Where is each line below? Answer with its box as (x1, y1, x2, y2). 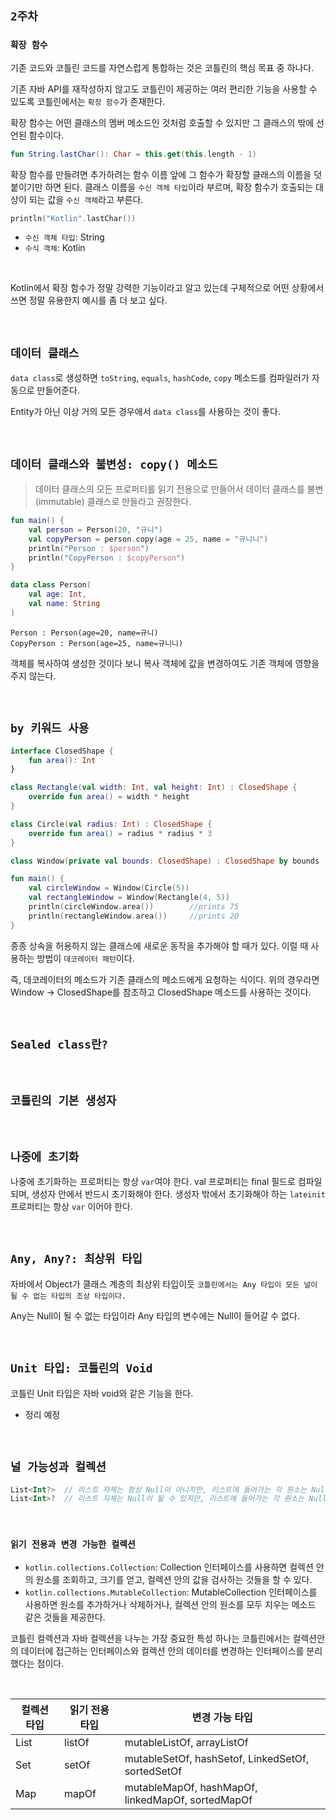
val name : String (28, 599, 101, 609)
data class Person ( (10, 580, 92, 590)
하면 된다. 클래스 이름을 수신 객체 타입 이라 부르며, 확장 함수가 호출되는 (44, 181, 314, 193)
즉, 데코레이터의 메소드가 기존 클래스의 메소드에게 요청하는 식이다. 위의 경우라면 (10, 973, 320, 985)
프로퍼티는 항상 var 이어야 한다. (10, 1201, 133, 1213)
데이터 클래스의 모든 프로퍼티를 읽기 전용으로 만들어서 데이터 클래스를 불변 (34, 483, 324, 495)
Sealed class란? (10, 1038, 109, 1052)
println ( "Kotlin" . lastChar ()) (10, 213, 137, 223)
